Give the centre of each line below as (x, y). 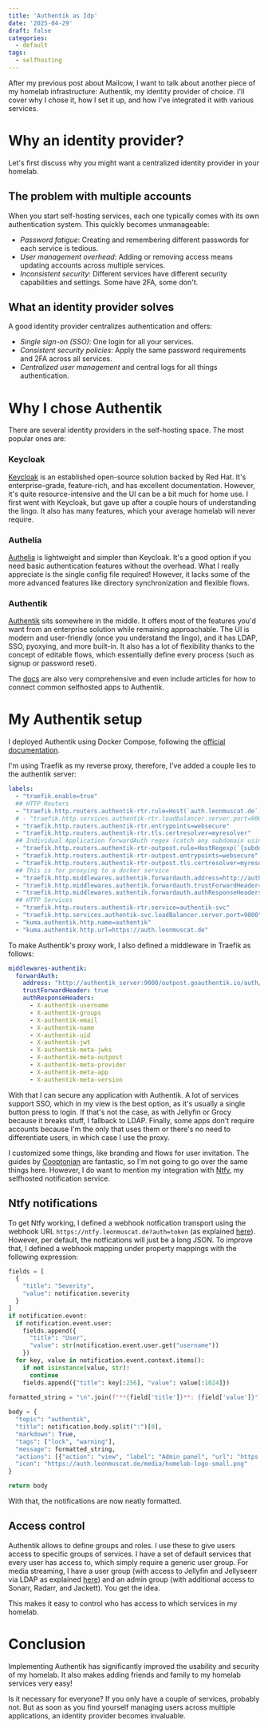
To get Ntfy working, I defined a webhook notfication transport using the (127, 1222)
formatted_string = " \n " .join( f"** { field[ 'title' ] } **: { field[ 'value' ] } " (134, 1398)
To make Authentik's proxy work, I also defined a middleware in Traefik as (130, 945)
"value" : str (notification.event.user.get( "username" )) (124, 1346)
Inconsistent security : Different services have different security (123, 273)
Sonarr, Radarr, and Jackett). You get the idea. (85, 1587)
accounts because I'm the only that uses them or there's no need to (120, 1129)
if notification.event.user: (64, 1323)
